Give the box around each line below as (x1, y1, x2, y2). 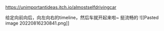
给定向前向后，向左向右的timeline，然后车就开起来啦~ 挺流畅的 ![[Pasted (5, 14, 159, 20)
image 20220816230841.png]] (5, 20, 70, 26)
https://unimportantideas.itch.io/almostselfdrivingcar (5, 4, 117, 10)
